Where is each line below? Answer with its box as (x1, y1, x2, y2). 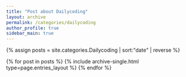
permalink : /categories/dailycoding (6, 19, 96, 25)
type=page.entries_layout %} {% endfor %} (6, 64, 112, 71)
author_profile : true (6, 25, 59, 31)
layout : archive (6, 14, 46, 20)
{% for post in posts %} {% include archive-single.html (6, 58, 139, 65)
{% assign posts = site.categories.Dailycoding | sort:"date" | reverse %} (6, 46, 181, 53)
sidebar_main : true (6, 31, 54, 36)
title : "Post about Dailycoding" (6, 8, 88, 15)
